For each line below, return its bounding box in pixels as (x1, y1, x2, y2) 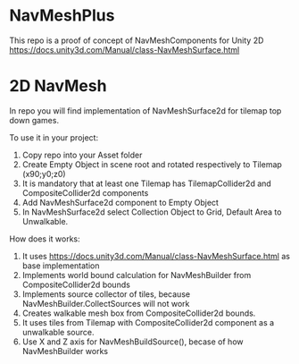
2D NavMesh (9, 76, 107, 97)
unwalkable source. (21, 326, 95, 337)
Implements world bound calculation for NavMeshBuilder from (21, 269, 252, 280)
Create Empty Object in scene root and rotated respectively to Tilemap (21, 158, 283, 170)
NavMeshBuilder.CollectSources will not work (21, 298, 190, 309)
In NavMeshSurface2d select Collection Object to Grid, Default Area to (21, 207, 282, 217)
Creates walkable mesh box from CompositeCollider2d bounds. (21, 308, 256, 318)
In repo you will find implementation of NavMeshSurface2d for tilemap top (9, 105, 282, 116)
